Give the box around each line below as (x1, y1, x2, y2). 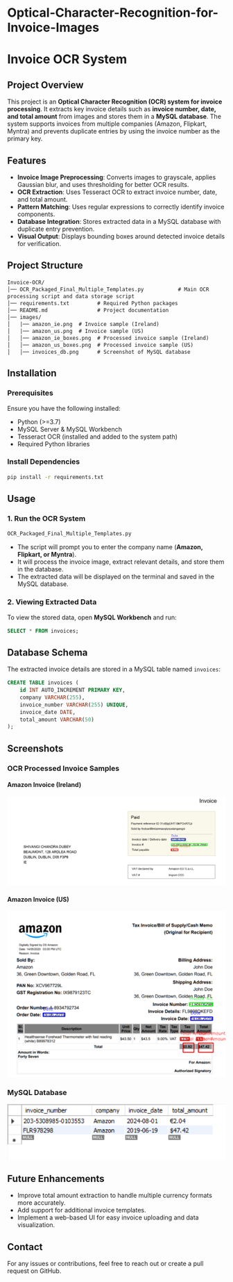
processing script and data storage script (7, 293, 135, 300)
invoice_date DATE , (19, 708, 76, 715)
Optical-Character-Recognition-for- (7, 5, 218, 21)
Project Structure (7, 259, 83, 272)
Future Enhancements (7, 1173, 105, 1185)
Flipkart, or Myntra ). (17, 551, 77, 559)
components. (17, 210, 55, 218)
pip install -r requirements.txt (7, 473, 104, 480)
